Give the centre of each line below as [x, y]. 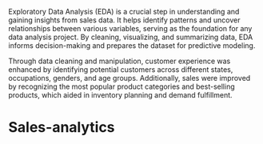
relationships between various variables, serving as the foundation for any [130, 28]
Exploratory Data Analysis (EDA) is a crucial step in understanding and [124, 12]
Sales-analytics [62, 128]
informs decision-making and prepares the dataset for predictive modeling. [132, 46]
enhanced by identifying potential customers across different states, [121, 70]
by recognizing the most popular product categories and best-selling [122, 86]
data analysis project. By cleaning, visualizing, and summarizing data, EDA [131, 37]
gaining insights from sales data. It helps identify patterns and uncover [124, 20]
